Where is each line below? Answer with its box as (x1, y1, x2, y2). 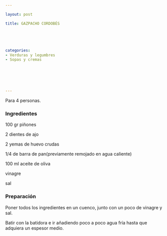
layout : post (5, 12, 33, 17)
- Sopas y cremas (5, 57, 42, 62)
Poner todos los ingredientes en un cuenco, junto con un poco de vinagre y (5, 204, 162, 210)
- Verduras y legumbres (5, 53, 56, 58)
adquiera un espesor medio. (5, 225, 64, 231)
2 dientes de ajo (5, 131, 39, 137)
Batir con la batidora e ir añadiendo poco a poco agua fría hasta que (5, 219, 148, 225)
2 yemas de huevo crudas (5, 141, 60, 147)
